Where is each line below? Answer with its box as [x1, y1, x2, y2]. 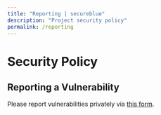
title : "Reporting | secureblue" [7, 10, 105, 18]
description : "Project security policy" [7, 17, 128, 24]
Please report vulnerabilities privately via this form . [7, 100, 155, 109]
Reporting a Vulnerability [7, 81, 120, 93]
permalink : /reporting [7, 23, 74, 30]
